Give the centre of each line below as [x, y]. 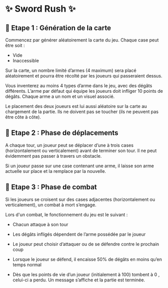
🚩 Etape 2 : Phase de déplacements [62, 133]
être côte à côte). [23, 117]
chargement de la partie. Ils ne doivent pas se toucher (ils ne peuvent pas [82, 112]
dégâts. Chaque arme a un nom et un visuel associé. [60, 96]
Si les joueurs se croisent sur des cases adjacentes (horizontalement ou [80, 199]
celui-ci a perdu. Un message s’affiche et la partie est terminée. [79, 280]
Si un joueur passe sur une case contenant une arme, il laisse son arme [80, 166]
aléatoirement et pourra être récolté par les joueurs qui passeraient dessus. [84, 76]
